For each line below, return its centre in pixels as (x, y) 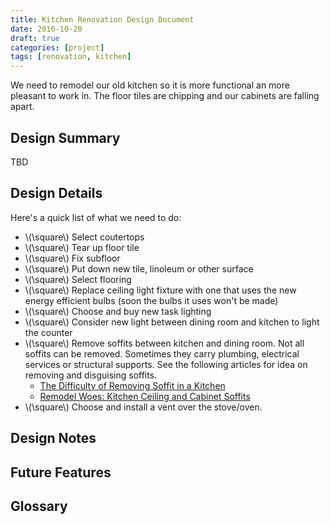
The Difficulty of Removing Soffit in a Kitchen (132, 385)
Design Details (56, 193)
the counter (48, 332)
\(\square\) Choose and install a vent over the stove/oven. (143, 407)
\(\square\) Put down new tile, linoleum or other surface (139, 268)
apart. (22, 107)
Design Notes (53, 438)
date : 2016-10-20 (46, 29)
